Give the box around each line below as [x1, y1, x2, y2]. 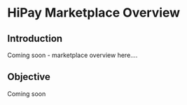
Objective [7, 71, 51, 83]
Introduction [7, 33, 63, 45]
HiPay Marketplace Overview [7, 5, 181, 21]
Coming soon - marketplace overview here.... [7, 51, 138, 59]
